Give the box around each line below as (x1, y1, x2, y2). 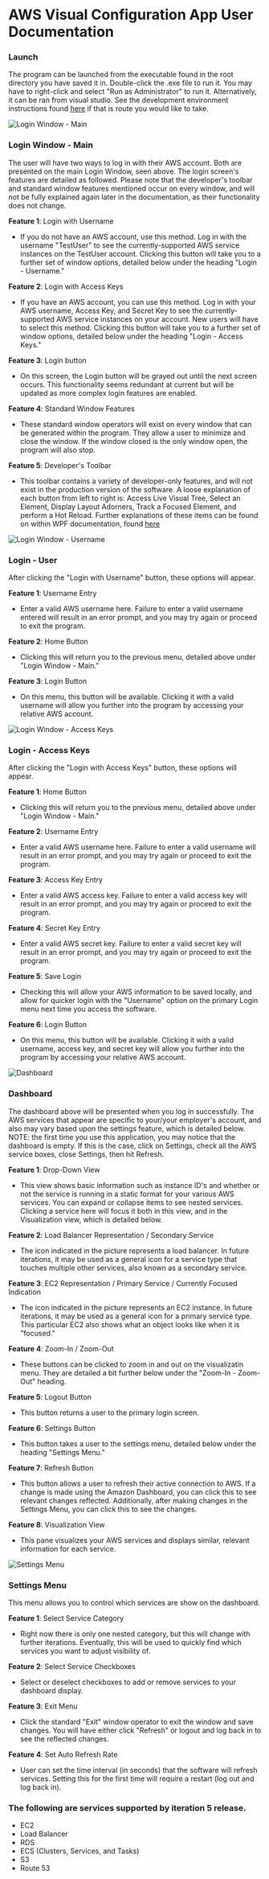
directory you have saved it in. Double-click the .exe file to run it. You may (8, 78, 253, 88)
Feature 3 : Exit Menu (8, 1701, 78, 1711)
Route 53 (19, 1864, 51, 1873)
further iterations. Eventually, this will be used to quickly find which (19, 1637, 243, 1647)
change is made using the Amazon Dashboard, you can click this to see (19, 1486, 257, 1497)
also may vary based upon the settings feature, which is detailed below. (8, 1124, 246, 1133)
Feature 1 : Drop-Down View (8, 1165, 100, 1174)
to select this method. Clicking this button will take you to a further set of (19, 323, 261, 332)
